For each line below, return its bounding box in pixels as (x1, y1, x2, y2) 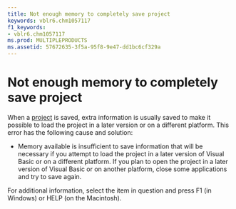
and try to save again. (17, 172, 82, 180)
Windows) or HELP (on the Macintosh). (7, 193, 122, 202)
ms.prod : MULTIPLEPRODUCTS (7, 37, 88, 44)
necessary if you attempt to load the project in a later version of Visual (17, 149, 225, 158)
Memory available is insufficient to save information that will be (17, 142, 203, 151)
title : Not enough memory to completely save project (7, 10, 171, 18)
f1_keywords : (7, 24, 46, 31)
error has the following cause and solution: (7, 128, 133, 136)
